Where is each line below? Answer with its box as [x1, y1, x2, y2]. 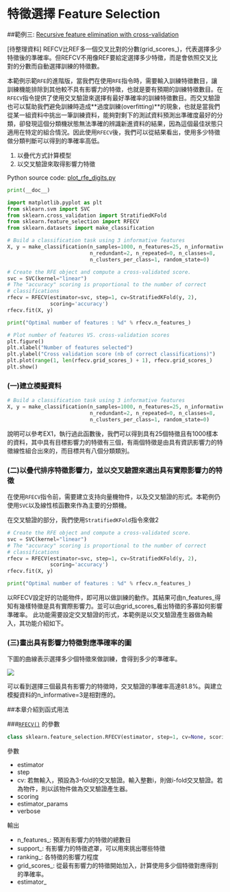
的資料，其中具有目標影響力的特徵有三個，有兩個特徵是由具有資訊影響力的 [7, 438, 217, 446]
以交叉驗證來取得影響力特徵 [16, 159, 96, 168]
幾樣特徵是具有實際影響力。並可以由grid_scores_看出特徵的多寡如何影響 [18, 602, 223, 611]
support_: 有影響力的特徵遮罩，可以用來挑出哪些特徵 [16, 845, 166, 853]
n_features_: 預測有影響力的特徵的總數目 [16, 836, 131, 844]
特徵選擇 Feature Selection [7, 6, 161, 22]
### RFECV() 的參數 [7, 720, 60, 728]
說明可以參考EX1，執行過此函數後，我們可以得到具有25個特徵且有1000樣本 [7, 430, 218, 438]
